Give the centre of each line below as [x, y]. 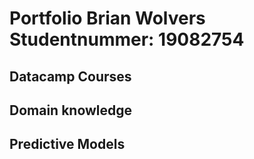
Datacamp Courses [70, 76]
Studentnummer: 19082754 [127, 39]
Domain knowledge [71, 110]
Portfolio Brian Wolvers [107, 18]
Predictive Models [67, 144]
